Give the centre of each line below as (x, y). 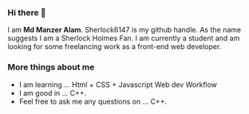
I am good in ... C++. (53, 93)
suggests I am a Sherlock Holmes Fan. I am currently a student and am (124, 38)
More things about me (51, 67)
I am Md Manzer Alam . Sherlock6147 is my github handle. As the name (124, 30)
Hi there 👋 (27, 13)
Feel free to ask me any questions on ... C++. (93, 101)
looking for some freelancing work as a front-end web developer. (115, 47)
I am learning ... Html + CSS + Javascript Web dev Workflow (118, 84)
